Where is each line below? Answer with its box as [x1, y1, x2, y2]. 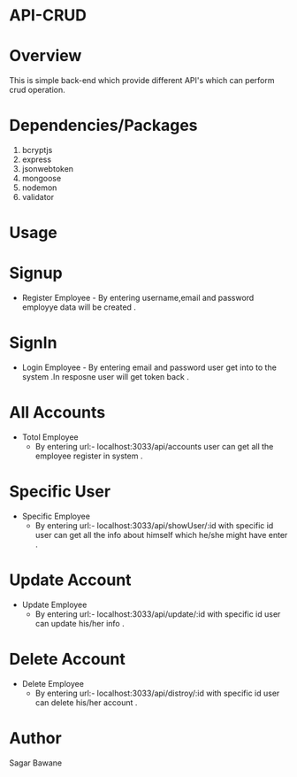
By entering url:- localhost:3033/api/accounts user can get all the [34, 442, 274, 452]
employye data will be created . [21, 302, 137, 312]
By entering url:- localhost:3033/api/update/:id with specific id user [34, 608, 281, 619]
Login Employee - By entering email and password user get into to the [21, 362, 277, 373]
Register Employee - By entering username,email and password [21, 293, 255, 304]
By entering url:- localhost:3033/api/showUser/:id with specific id [34, 520, 274, 531]
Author [9, 728, 62, 749]
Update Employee [21, 599, 88, 610]
